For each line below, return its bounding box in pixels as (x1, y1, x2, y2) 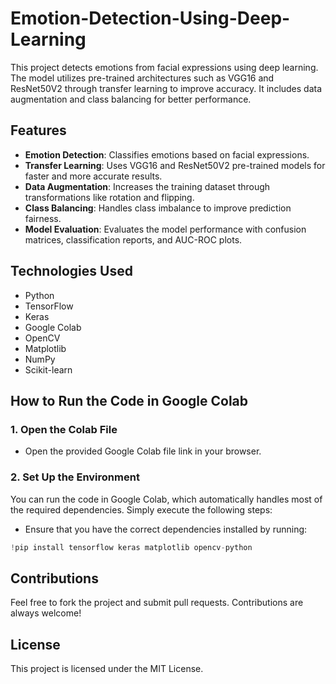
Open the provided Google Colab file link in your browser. (24, 445, 262, 457)
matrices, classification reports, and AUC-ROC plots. (24, 233, 243, 246)
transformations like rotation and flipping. (24, 191, 195, 203)
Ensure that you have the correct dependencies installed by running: (24, 523, 308, 535)
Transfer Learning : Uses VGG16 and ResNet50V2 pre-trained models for (24, 159, 326, 171)
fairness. (24, 212, 62, 224)
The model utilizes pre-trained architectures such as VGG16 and (10, 72, 275, 84)
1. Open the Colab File (10, 422, 118, 436)
